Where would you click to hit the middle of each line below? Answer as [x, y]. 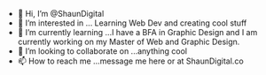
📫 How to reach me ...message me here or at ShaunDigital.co [130, 61]
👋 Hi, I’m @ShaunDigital [61, 14]
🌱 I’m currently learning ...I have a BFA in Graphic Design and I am [137, 32]
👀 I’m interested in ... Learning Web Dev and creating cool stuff [132, 23]
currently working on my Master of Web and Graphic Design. [129, 41]
